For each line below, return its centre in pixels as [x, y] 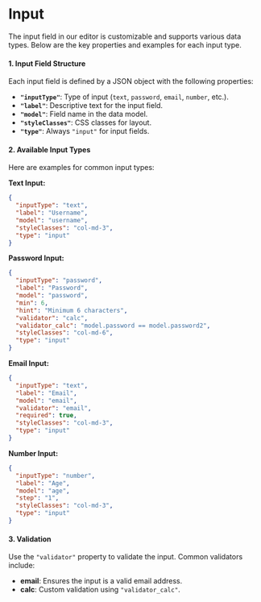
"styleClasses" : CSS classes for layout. [85, 122]
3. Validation [30, 539]
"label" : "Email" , [47, 393]
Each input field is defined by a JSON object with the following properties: [131, 81]
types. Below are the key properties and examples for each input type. [125, 44]
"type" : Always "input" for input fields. [85, 131]
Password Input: [36, 258]
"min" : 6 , [32, 303]
